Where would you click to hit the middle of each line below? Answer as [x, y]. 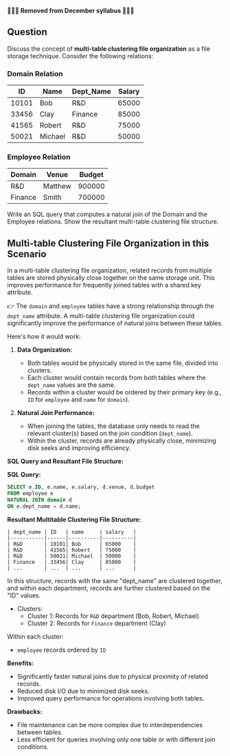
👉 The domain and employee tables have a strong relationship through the [111, 306]
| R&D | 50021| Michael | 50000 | [72, 556]
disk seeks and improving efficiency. [79, 448]
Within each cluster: [35, 636]
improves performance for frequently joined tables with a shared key [104, 285]
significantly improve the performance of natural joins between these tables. [115, 323]
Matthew [57, 187]
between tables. [40, 732]
